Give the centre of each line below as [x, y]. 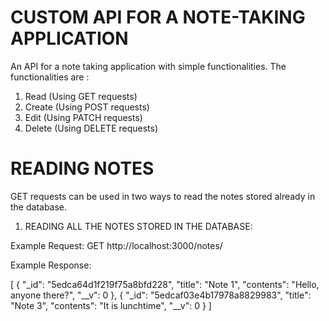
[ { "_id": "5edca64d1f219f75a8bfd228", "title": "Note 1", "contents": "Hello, [165, 284]
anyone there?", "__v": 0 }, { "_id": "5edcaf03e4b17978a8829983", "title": [161, 295]
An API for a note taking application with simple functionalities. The [148, 66]
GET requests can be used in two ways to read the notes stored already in [163, 196]
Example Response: [51, 265]
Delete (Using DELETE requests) [91, 128]
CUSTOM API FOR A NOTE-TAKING [158, 17]
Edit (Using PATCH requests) [83, 117]
